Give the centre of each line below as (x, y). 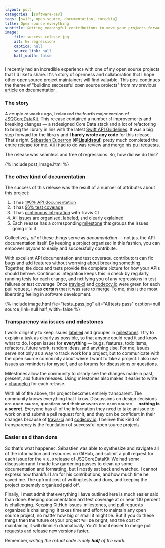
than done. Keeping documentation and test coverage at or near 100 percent (82, 499)
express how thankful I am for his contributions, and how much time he (77, 474)
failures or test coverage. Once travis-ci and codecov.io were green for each (82, 284)
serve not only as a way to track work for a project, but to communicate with (82, 353)
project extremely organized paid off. (42, 485)
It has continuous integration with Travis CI (55, 212)
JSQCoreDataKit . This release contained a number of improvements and (78, 119)
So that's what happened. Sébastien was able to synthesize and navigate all (82, 448)
